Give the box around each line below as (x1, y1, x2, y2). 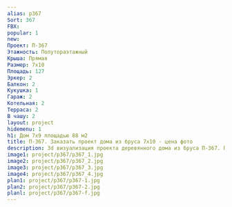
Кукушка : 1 (7, 87, 39, 94)
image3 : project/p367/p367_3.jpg (7, 164, 104, 171)
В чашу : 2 (7, 112, 36, 119)
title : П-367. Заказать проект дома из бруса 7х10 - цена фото (7, 139, 193, 146)
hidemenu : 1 (7, 126, 41, 132)
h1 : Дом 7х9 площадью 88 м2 (7, 132, 88, 139)
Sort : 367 (7, 17, 36, 23)
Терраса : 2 (7, 106, 39, 113)
